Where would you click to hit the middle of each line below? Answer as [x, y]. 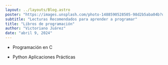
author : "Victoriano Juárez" [35, 28]
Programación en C [32, 47]
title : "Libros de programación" [40, 24]
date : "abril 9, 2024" [29, 33]
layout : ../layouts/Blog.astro [38, 10]
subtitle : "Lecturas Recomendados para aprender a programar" [71, 19]
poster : [13, 14]
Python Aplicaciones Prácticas [44, 57]
